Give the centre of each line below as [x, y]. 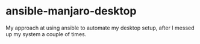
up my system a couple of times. [46, 34]
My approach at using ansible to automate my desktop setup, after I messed [100, 28]
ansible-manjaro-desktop [71, 11]
